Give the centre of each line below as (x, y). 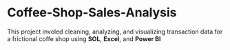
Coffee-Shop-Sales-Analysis (92, 13)
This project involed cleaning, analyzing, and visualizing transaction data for (115, 32)
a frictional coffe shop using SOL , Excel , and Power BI (84, 38)
